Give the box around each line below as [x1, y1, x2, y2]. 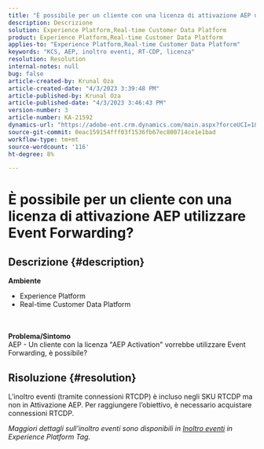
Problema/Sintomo [8, 331, 71, 341]
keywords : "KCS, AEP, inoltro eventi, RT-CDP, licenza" [8, 48, 195, 56]
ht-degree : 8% [8, 150, 55, 158]
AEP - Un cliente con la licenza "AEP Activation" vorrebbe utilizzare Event [8, 340, 246, 349]
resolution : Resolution [8, 56, 86, 64]
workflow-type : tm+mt [8, 135, 79, 144]
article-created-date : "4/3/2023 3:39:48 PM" [8, 84, 159, 93]
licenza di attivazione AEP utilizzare [8, 207, 246, 225]
